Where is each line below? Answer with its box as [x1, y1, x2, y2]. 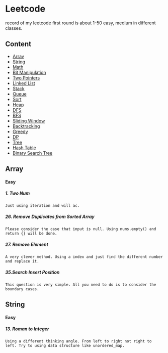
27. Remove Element [5, 241, 49, 248]
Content [5, 40, 32, 49]
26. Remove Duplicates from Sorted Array [5, 213, 95, 220]
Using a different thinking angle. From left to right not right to [5, 338, 152, 344]
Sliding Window [12, 117, 45, 124]
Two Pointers [12, 74, 40, 81]
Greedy [12, 128, 29, 135]
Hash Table [12, 145, 36, 151]
